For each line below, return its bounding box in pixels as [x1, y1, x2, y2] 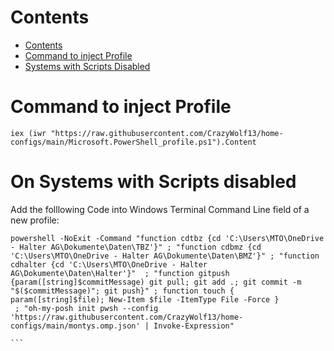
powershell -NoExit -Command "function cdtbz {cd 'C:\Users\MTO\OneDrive [10, 233, 325, 243]
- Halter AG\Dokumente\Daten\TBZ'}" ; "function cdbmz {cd [10, 242, 262, 252]
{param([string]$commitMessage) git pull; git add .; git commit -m [10, 277, 302, 287]
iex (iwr [10, 128, 47, 138]
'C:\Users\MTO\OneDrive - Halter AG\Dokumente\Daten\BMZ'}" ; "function [10, 251, 320, 261]
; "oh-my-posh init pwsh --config [14, 303, 159, 313]
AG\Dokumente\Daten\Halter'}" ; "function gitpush [10, 268, 230, 278]
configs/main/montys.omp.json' [10, 321, 141, 331]
